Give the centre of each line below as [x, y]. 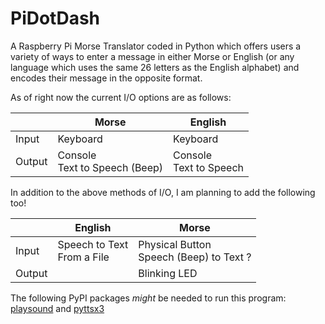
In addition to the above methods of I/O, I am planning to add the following [163, 192]
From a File [83, 257]
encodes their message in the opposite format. [106, 78]
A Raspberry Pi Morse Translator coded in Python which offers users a [156, 46]
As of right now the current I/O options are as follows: [121, 97]
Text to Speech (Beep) [110, 167]
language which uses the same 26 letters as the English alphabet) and [155, 67]
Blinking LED [168, 273]
